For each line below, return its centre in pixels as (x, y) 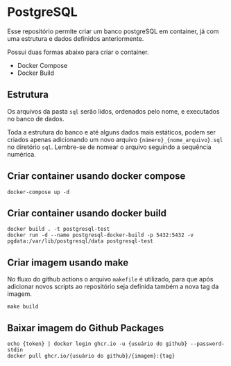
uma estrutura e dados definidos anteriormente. (76, 38)
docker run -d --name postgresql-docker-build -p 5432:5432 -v (101, 235)
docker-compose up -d (38, 192)
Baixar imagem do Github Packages (86, 328)
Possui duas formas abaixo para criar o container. (78, 52)
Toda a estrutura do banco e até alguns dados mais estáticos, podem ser (112, 132)
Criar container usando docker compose (96, 176)
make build (23, 307)
